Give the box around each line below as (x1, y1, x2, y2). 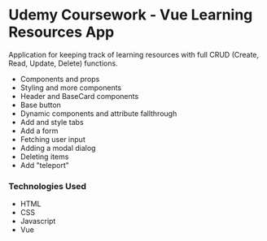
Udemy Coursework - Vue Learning (8, 6, 253, 24)
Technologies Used (8, 180, 87, 192)
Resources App (8, 23, 115, 41)
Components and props (20, 74, 100, 84)
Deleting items (20, 152, 69, 161)
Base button (20, 100, 61, 110)
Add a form (20, 126, 59, 136)
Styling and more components (20, 83, 122, 93)
